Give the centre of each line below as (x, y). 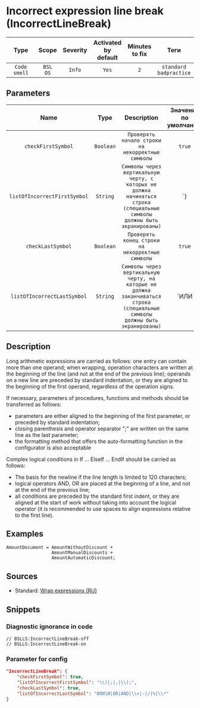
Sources (22, 576)
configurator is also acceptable (53, 447)
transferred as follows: (34, 404)
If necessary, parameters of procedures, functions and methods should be (98, 398)
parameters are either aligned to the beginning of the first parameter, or (102, 415)
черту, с (141, 178)
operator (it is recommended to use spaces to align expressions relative (103, 509)
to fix (140, 54)
